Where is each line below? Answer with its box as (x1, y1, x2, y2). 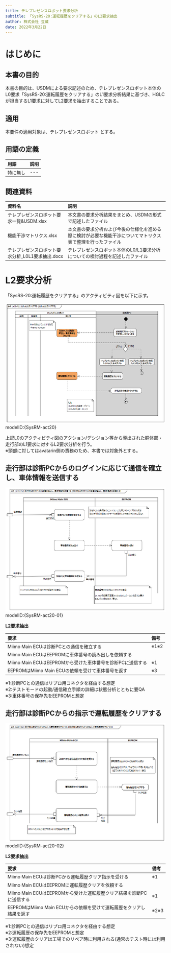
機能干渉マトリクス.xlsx (7, 232, 58, 239)
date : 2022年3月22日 (5, 25, 47, 30)
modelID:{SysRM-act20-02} (5, 843, 65, 849)
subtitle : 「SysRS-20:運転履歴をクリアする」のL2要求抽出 (5, 13, 118, 19)
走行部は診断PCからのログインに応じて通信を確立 (5, 464, 162, 472)
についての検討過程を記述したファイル (68, 253, 149, 259)
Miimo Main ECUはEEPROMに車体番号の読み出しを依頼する (7, 651, 132, 657)
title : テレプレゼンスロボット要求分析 (5, 8, 78, 13)
